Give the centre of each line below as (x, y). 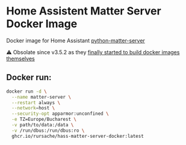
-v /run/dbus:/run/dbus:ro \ (48, 131)
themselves (20, 58)
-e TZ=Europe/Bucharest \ (44, 119)
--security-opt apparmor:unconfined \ (60, 114)
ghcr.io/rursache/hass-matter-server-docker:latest (78, 136)
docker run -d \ (26, 91)
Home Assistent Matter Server (84, 11)
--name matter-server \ (41, 97)
